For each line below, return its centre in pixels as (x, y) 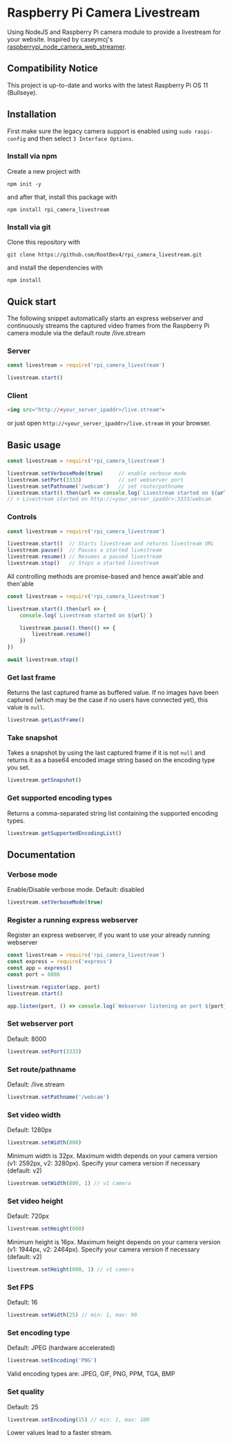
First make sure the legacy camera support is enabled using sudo (99, 131)
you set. (19, 768)
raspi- (204, 132)
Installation (32, 115)
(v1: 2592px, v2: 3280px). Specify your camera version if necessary (104, 1163)
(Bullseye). (22, 92)
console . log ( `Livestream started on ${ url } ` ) (86, 615)
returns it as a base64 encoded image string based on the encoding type (111, 760)
